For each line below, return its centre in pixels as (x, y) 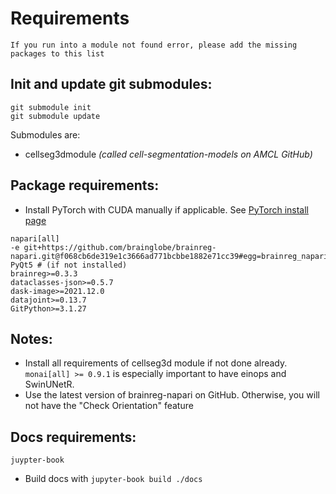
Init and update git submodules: (111, 84)
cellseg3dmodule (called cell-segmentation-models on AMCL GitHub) (168, 154)
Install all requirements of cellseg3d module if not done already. (156, 363)
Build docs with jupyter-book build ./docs (113, 479)
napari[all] (35, 238)
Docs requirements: (73, 437)
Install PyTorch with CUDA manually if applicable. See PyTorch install (166, 209)
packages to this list (57, 53)
